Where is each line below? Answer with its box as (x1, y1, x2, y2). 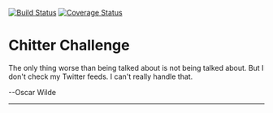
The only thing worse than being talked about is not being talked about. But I (8, 63, 264, 72)
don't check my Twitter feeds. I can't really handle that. (8, 72, 193, 81)
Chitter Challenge (8, 37, 130, 54)
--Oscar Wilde (8, 87, 57, 97)
